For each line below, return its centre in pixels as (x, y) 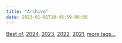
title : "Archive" (27, 11)
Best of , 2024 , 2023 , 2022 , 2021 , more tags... (61, 34)
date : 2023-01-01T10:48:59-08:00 (47, 17)
